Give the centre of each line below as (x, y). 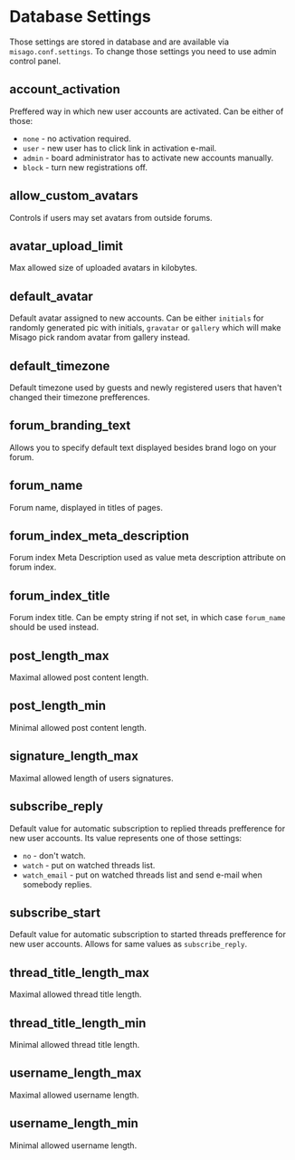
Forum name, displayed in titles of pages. (86, 507)
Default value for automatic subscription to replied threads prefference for (147, 828)
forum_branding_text (70, 426)
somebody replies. (57, 884)
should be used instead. (54, 628)
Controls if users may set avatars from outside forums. (111, 217)
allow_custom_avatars (74, 196)
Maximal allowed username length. (74, 1095)
